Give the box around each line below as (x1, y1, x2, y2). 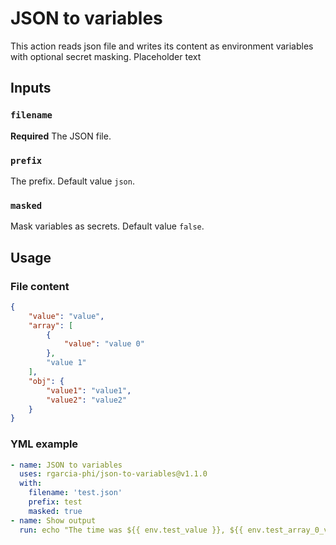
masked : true (28, 506, 83, 516)
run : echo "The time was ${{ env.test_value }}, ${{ (19, 525, 244, 535)
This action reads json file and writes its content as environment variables (10, 40, 314, 52)
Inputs (10, 80, 52, 97)
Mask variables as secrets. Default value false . (10, 220, 205, 232)
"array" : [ (28, 320, 74, 331)
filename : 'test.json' (28, 488, 123, 498)
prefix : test (28, 497, 83, 507)
